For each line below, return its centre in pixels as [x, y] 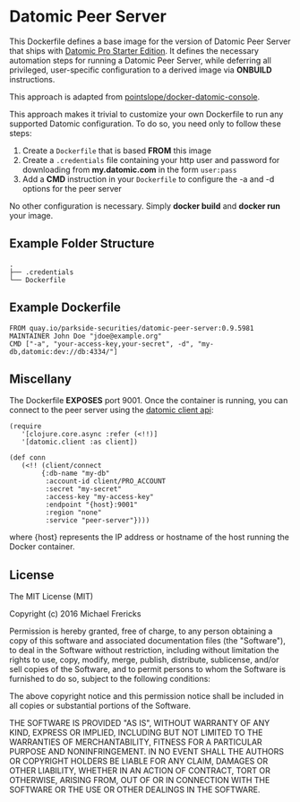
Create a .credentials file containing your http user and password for [151, 160]
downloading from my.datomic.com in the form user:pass [129, 169]
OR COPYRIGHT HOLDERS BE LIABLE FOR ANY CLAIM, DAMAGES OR [139, 761]
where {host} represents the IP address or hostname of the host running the [149, 537]
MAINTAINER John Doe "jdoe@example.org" [86, 336]
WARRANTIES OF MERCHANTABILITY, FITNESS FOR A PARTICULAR [136, 742]
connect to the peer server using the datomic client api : [111, 410]
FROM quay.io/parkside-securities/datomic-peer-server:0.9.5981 [132, 328]
